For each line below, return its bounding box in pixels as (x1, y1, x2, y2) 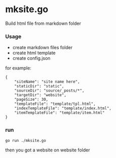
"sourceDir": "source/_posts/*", (14, 88, 85, 93)
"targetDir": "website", (14, 93, 67, 98)
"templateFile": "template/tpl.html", (14, 101, 96, 107)
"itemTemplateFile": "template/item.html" (14, 110, 105, 115)
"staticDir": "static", (14, 84, 65, 89)
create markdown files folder (12, 45, 73, 51)
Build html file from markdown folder (5, 20, 81, 26)
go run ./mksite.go (5, 138, 46, 143)
